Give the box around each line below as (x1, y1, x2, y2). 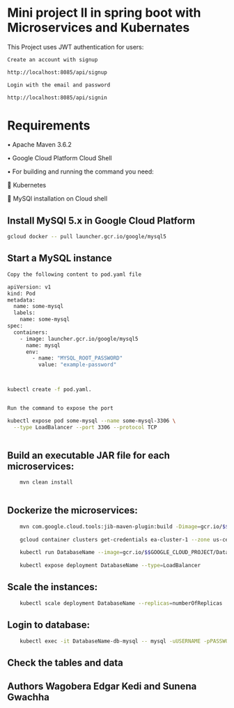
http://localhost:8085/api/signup (7, 68, 108, 76)
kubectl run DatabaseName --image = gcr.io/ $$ (19, 549, 151, 556)
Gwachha (7, 691, 50, 703)
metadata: (7, 296, 36, 304)
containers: (13, 329, 49, 336)
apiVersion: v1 (7, 284, 52, 291)
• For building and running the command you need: (7, 167, 155, 176)
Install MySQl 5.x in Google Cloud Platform (7, 215, 196, 226)
